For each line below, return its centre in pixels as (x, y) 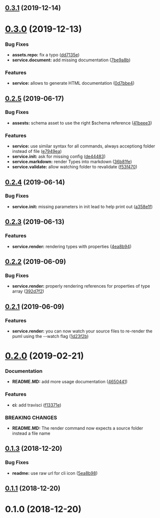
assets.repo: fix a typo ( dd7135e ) (46, 55)
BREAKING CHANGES (31, 417)
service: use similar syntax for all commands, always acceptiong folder (84, 146)
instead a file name (31, 433)
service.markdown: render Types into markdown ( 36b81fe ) (72, 162)
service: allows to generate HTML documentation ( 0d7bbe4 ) (73, 83)
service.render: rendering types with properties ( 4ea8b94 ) (72, 246)
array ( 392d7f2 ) (28, 291)
